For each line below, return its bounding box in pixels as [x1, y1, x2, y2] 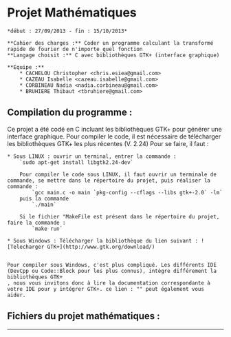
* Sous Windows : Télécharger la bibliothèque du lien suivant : [7, 237, 198, 244]
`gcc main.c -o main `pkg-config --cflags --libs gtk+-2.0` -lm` [32, 189, 223, 196]
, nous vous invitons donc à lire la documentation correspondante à [7, 279, 211, 287]
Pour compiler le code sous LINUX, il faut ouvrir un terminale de [19, 171, 217, 178]
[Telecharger [7, 243, 45, 250]
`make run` [32, 225, 63, 232]
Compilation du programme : [7, 107, 133, 119]
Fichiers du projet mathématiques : [7, 310, 160, 322]
